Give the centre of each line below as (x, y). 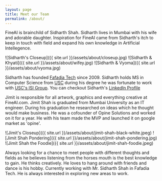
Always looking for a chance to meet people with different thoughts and (77, 153)
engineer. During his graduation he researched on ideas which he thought (80, 108)
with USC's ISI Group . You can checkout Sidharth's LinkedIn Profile (73, 88)
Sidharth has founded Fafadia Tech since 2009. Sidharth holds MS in (74, 78)
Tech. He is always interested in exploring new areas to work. (67, 174)
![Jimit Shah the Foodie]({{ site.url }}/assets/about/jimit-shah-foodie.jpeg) (79, 143)
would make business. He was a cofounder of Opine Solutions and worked (80, 113)
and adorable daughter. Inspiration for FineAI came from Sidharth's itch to (79, 38)
